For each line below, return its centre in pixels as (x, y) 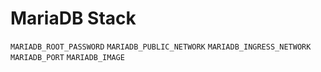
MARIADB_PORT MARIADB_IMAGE (67, 57)
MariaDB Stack (73, 18)
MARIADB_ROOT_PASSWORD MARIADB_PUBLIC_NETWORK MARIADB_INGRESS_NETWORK (161, 47)
